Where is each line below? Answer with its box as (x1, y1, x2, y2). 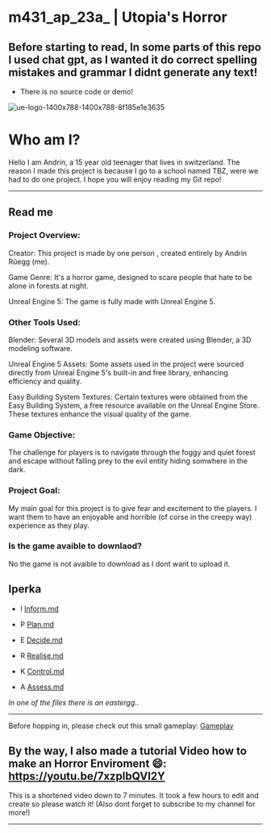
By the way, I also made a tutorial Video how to (8, 744, 248, 758)
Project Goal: (8, 485, 60, 496)
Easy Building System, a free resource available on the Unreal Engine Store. (8, 400, 260, 410)
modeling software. (8, 343, 73, 353)
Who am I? (8, 131, 81, 149)
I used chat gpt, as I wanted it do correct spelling (8, 52, 258, 66)
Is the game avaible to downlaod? (8, 541, 143, 552)
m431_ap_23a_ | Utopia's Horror (8, 8, 227, 27)
